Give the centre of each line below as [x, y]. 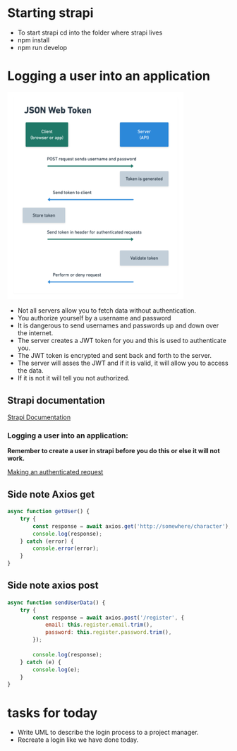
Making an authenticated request [55, 472]
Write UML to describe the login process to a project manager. [108, 733]
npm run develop [42, 47]
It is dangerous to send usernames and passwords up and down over [118, 325]
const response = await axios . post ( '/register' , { [109, 618]
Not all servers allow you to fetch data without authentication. [107, 311]
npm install [34, 40]
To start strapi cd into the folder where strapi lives [90, 32]
